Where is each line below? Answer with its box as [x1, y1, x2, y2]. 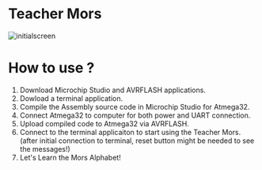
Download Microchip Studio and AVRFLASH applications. [19, 85, 206, 95]
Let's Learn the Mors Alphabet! [19, 153, 121, 162]
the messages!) [19, 144, 71, 153]
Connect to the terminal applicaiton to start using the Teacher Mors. [19, 127, 241, 137]
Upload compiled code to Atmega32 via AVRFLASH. [19, 118, 190, 128]
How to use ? [8, 59, 95, 77]
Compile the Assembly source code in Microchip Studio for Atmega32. [19, 102, 250, 111]
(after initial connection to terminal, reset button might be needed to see [19, 136, 255, 145]
